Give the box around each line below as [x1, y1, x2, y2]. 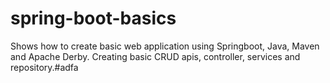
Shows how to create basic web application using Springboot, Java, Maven [10, 40, 320, 52]
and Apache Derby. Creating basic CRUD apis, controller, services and [10, 50, 301, 62]
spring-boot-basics [10, 7, 177, 30]
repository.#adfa [10, 61, 79, 73]
